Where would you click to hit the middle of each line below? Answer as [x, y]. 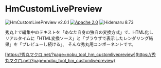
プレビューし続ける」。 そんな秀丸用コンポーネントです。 [79, 44]
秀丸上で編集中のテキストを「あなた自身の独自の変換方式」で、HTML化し [79, 32]
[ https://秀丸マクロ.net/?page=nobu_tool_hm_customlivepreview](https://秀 [80, 54]
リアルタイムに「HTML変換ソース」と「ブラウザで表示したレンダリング [77, 38]
